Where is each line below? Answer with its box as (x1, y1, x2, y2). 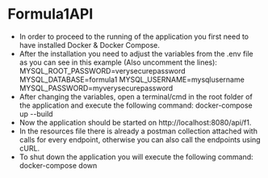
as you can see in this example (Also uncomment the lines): (19, 57, 217, 67)
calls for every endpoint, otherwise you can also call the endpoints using (19, 134, 261, 144)
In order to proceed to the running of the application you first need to (19, 32, 249, 41)
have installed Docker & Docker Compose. (19, 40, 161, 49)
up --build (19, 108, 53, 118)
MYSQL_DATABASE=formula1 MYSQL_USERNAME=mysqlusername (19, 74, 245, 84)
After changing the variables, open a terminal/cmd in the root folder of (19, 91, 253, 101)
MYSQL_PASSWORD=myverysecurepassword (19, 83, 174, 93)
